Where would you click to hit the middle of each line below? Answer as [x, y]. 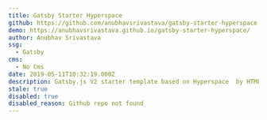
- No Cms [30, 67]
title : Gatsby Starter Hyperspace [66, 15]
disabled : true [33, 96]
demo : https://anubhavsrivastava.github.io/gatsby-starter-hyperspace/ [129, 30]
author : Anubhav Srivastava [55, 37]
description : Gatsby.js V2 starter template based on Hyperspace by [126, 81]
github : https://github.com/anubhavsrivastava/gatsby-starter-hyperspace [133, 23]
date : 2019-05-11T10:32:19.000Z [62, 74]
